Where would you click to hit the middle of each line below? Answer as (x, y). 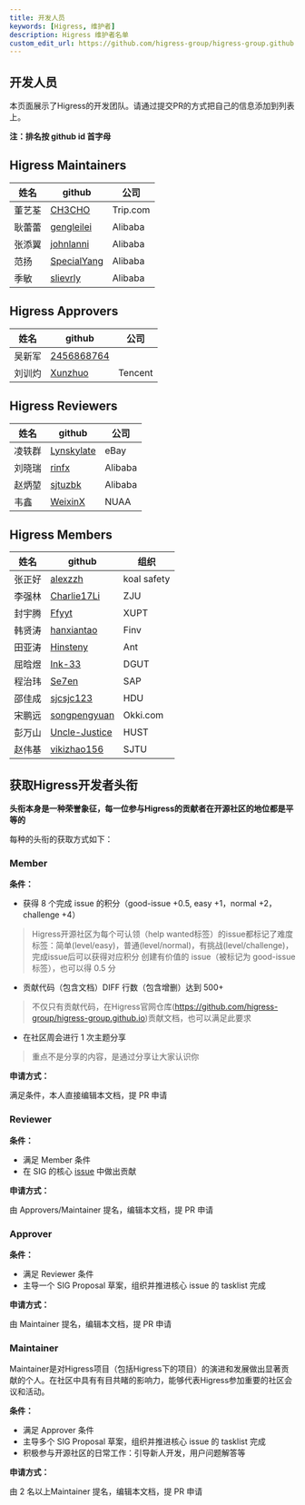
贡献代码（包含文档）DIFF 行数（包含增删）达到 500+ (123, 987)
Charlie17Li (75, 596)
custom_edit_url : (42, 43)
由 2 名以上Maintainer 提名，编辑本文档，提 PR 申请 (106, 1491)
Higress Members (61, 535)
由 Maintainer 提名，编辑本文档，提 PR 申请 (91, 1324)
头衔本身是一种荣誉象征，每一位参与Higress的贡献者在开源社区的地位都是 (148, 808)
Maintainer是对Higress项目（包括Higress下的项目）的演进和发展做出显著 (145, 1369)
